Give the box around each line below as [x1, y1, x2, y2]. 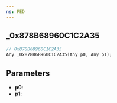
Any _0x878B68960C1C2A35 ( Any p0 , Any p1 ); [6, 51, 112, 58]
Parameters [6, 68, 50, 78]
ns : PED [6, 8, 25, 15]
